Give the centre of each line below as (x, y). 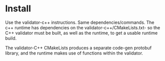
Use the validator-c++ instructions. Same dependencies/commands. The (80, 22)
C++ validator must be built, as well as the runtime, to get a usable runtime (82, 33)
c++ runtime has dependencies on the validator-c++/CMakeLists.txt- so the (83, 27)
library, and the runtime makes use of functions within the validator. (74, 53)
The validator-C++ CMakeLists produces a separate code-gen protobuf (79, 48)
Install (18, 9)
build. (11, 38)
